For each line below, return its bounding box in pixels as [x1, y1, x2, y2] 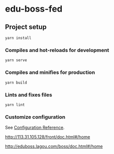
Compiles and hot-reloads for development [5, 47, 110, 53]
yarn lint [5, 102, 25, 107]
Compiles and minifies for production [5, 69, 95, 76]
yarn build [5, 80, 27, 85]
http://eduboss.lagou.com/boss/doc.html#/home [5, 143, 103, 149]
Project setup [5, 23, 47, 31]
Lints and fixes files [5, 91, 53, 98]
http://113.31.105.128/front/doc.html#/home [5, 134, 90, 140]
